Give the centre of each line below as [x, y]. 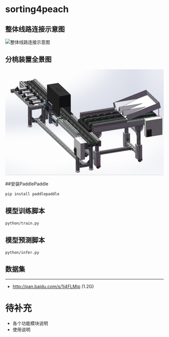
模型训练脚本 [25, 211]
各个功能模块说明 [30, 323]
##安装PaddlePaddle [27, 184]
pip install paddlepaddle [32, 194]
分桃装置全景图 [28, 60]
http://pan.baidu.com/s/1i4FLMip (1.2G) [53, 286]
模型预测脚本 [25, 240]
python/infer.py [22, 253]
